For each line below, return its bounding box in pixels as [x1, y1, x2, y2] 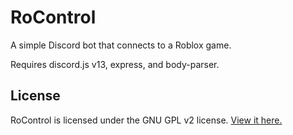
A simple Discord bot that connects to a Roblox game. [10, 39, 232, 51]
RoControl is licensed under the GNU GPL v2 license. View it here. [10, 114, 283, 126]
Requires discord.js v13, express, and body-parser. [10, 58, 220, 70]
